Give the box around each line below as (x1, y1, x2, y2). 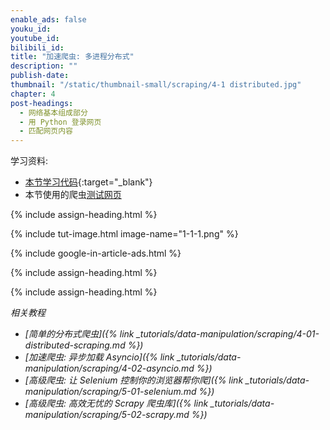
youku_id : (10, 24, 52, 34)
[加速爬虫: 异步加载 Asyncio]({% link (24, 351, 175, 363)
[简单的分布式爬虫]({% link (24, 328, 135, 340)
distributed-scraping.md (24, 339, 126, 351)
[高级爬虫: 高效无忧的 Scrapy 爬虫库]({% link (24, 397, 209, 410)
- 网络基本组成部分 (19, 107, 88, 118)
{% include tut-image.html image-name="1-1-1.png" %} (10, 228, 239, 240)
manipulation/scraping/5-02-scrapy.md (24, 409, 190, 421)
